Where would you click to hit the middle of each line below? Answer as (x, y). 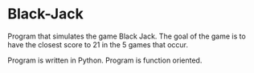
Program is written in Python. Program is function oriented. (105, 60)
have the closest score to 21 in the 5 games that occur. (98, 44)
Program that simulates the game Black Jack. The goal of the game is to (127, 36)
